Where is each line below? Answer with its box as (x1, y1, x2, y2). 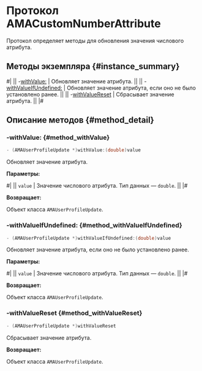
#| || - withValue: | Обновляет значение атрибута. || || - (6, 77, 147, 85)
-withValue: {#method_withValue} (6, 133, 110, 142)
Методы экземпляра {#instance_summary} (6, 61, 180, 72)
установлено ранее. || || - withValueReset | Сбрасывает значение (6, 90, 174, 98)
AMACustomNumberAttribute (6, 17, 161, 31)
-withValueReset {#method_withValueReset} (6, 309, 143, 318)
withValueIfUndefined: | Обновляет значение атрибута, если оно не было (6, 84, 196, 91)
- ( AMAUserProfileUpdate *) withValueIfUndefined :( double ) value (6, 235, 171, 241)
